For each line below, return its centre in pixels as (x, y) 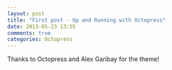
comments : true (29, 33)
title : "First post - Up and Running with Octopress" (87, 20)
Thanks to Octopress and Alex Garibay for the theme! (83, 59)
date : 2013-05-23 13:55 (42, 26)
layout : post (26, 14)
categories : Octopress (40, 40)
